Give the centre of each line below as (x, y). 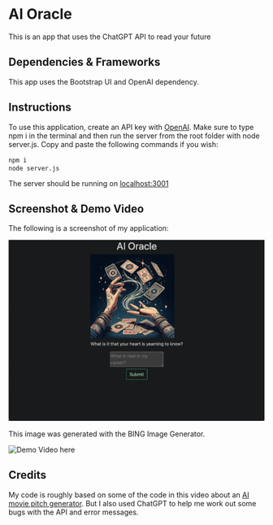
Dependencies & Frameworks (84, 62)
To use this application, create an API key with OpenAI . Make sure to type (131, 127)
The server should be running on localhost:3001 (89, 183)
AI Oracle (40, 14)
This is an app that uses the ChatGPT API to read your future (110, 37)
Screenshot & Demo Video (76, 208)
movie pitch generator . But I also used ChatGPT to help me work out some (132, 503)
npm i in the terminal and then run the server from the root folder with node (134, 136)
